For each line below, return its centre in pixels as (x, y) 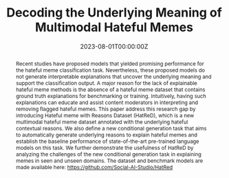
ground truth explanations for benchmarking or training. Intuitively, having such (111, 96)
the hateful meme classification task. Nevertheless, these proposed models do (110, 70)
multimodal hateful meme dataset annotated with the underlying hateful (102, 122)
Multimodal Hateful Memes (114, 27)
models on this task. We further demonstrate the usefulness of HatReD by (105, 147)
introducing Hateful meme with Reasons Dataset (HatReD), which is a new (105, 115)
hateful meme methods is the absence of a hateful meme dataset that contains (110, 89)
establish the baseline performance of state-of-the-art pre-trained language (107, 141)
